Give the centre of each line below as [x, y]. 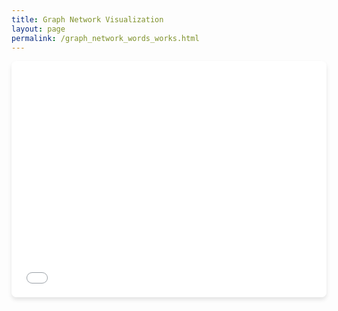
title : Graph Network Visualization [87, 19]
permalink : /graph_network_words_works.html [105, 38]
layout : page [38, 29]
